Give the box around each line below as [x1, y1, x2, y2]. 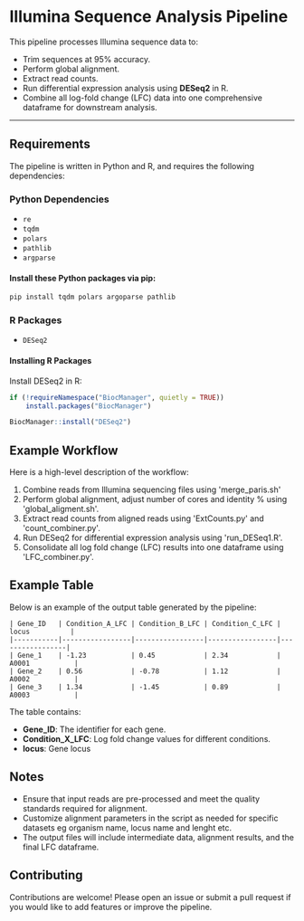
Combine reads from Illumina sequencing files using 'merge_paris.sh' [22, 484, 281, 495]
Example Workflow [9, 442, 119, 458]
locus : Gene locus [22, 743, 91, 754]
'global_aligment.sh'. [22, 504, 100, 515]
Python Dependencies [9, 193, 110, 205]
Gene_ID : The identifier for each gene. [22, 724, 166, 735]
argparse [22, 253, 56, 263]
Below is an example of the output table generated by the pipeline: [9, 602, 257, 612]
